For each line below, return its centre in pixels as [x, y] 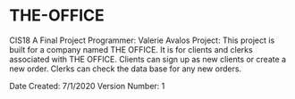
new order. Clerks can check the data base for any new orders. [126, 69]
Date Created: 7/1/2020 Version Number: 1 [87, 86]
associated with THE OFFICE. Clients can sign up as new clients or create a [148, 59]
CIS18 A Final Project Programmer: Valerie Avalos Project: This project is [142, 40]
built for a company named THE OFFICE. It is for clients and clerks [131, 49]
